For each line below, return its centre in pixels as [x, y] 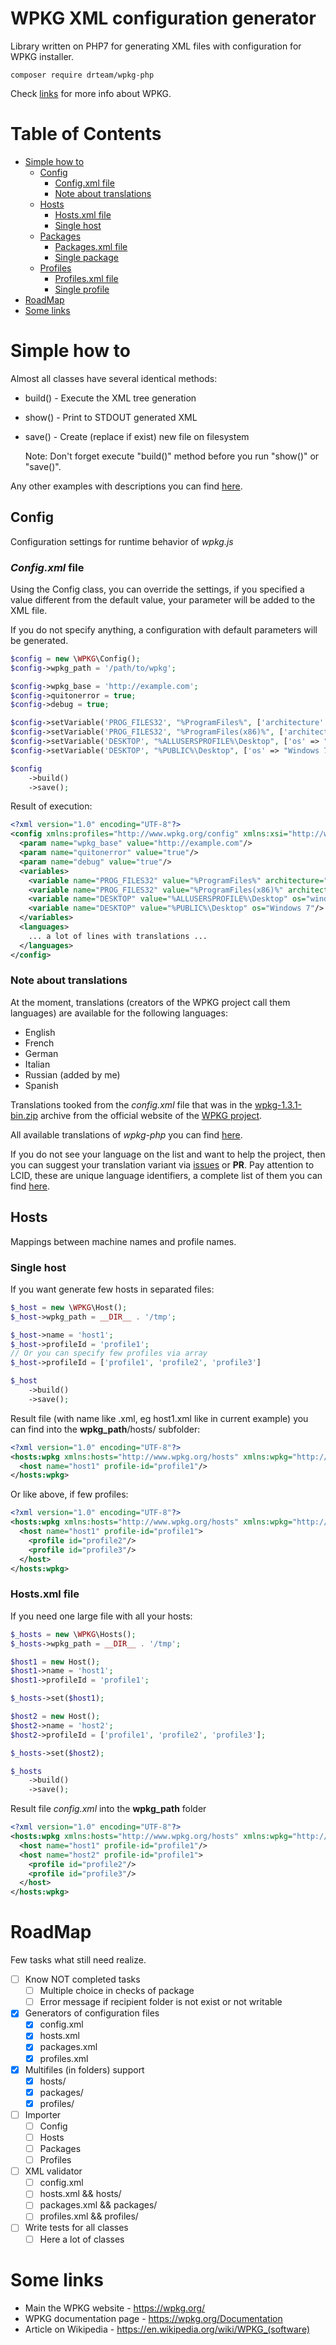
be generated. [39, 640]
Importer [43, 2114]
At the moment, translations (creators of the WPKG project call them [150, 1002]
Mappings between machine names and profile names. [123, 1241]
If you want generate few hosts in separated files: [112, 1289]
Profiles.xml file [86, 278]
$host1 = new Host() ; [55, 1662]
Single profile [82, 289]
